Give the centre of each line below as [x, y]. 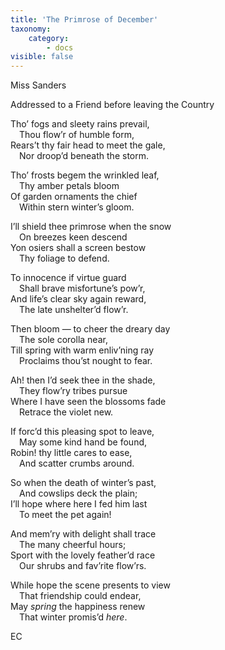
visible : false [42, 57]
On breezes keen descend [73, 237]
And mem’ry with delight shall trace [83, 534]
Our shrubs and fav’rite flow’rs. [83, 566]
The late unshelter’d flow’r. [74, 310]
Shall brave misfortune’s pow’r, [82, 288]
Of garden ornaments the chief [74, 197]
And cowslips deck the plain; [78, 493]
